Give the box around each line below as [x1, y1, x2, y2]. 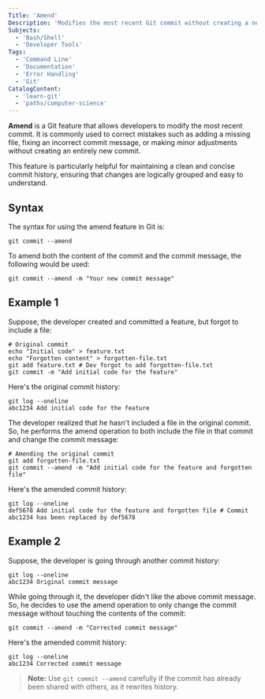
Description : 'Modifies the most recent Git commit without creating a [8, 19, 248, 27]
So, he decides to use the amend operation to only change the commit [8, 600, 237, 609]
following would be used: [8, 259, 90, 269]
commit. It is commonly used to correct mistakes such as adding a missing [8, 129, 251, 139]
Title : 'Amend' [8, 11, 58, 20]
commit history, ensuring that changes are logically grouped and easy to [8, 170, 244, 180]
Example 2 [8, 535, 61, 548]
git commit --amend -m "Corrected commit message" [8, 623, 178, 631]
